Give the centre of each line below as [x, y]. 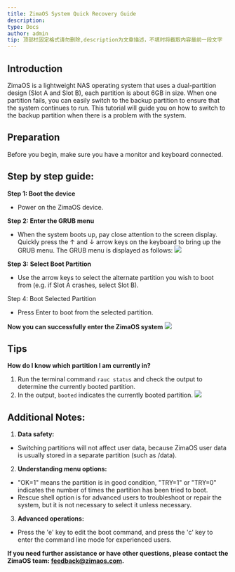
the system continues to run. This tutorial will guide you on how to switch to [116, 108]
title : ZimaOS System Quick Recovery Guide [72, 14]
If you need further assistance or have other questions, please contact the [118, 554]
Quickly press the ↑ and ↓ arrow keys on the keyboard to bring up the [119, 242]
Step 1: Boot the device [41, 193]
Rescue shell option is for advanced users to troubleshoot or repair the [120, 497]
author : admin [28, 33]
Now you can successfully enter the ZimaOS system [85, 326]
